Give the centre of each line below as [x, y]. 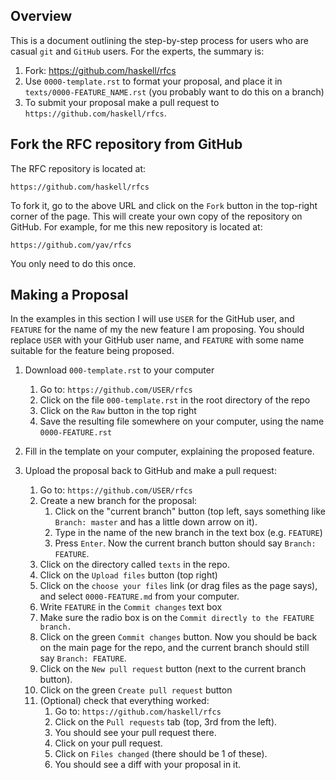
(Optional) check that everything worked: [124, 701]
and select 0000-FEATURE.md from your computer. [139, 596]
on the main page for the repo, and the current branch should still [174, 648]
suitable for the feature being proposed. [92, 351]
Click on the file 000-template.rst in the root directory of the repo [175, 400]
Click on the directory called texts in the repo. [135, 565]
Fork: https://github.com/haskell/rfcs [100, 70]
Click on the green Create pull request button [136, 690]
